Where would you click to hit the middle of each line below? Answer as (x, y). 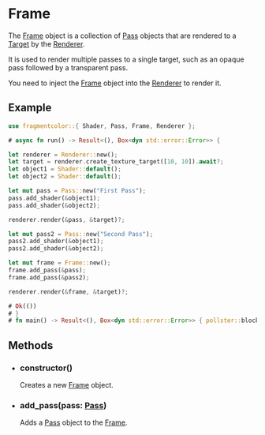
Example (30, 108)
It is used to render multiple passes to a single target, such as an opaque (126, 59)
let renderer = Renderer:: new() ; (63, 155)
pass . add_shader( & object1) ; (54, 198)
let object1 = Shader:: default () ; (65, 169)
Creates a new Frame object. (67, 384)
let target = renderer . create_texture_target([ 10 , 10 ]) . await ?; (116, 162)
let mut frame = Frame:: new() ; (60, 263)
